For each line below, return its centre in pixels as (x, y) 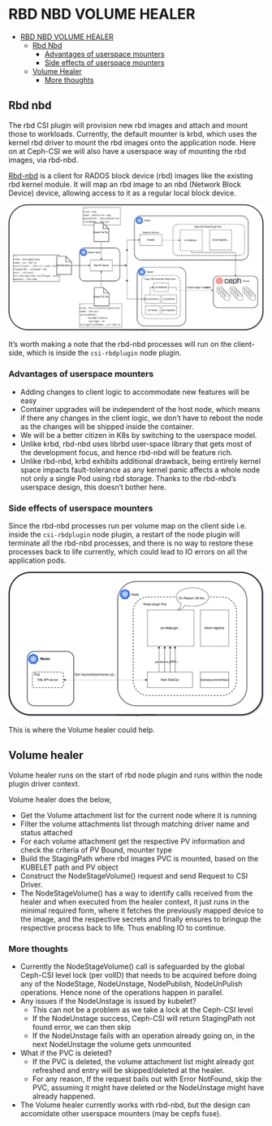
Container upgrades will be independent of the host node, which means (140, 409)
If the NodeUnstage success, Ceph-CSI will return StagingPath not (144, 1018)
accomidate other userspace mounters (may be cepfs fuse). (121, 1113)
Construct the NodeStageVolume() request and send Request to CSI (134, 875)
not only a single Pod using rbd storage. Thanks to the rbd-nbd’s (128, 478)
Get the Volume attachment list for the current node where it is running (138, 815)
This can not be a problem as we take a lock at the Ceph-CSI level (142, 1010)
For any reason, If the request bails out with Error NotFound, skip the (147, 1079)
